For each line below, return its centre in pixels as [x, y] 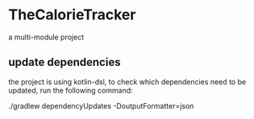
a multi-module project [46, 37]
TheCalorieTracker [72, 15]
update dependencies [65, 62]
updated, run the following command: [71, 90]
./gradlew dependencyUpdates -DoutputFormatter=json [101, 105]
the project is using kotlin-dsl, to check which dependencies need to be [127, 81]
